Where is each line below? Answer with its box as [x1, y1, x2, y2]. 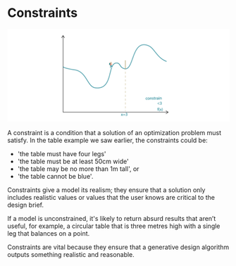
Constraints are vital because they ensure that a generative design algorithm [7, 243, 230, 251]
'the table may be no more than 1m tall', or [17, 164, 139, 173]
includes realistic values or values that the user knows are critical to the [7, 193, 215, 201]
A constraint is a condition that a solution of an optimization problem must [7, 128, 222, 137]
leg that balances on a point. [7, 229, 90, 237]
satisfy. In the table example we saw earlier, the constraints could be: [7, 136, 208, 144]
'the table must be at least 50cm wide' [17, 157, 129, 165]
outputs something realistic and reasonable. [7, 250, 135, 258]
